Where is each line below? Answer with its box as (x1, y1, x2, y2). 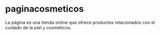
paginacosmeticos (5, 3, 84, 15)
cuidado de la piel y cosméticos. (5, 24, 72, 30)
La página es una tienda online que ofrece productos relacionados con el (5, 19, 156, 25)
